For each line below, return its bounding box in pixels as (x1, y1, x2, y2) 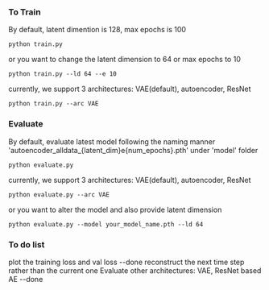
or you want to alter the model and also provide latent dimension (8, 205, 222, 214)
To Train (8, 6, 42, 18)
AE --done (8, 274, 43, 284)
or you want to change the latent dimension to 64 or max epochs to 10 (8, 55, 242, 64)
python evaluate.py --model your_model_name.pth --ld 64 (8, 220, 204, 228)
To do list (8, 238, 45, 250)
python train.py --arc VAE (8, 100, 99, 108)
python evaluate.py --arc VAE (8, 190, 110, 199)
